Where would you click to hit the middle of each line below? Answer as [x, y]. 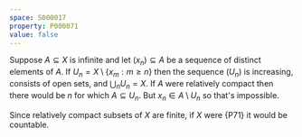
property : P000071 [44, 26]
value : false [34, 34]
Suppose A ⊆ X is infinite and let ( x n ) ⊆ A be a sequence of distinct [136, 61]
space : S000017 [38, 18]
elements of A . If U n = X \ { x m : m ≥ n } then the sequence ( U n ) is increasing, [151, 73]
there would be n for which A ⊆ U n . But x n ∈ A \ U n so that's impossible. [145, 96]
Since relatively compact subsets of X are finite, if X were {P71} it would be [148, 114]
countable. [29, 124]
